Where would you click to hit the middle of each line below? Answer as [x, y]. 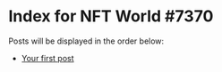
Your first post [47, 58]
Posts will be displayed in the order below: [86, 41]
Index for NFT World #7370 [111, 16]
